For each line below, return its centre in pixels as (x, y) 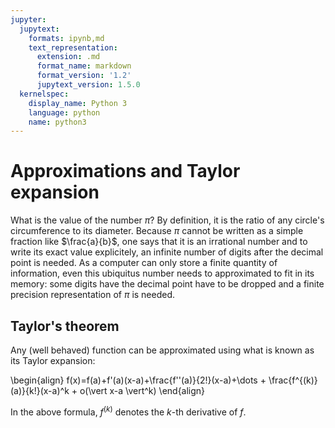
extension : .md (68, 57)
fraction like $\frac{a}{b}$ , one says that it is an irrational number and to (159, 242)
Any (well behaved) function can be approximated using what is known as (162, 350)
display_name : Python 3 (78, 103)
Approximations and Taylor (125, 171)
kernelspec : (44, 94)
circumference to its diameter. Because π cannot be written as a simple (157, 231)
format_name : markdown (84, 66)
